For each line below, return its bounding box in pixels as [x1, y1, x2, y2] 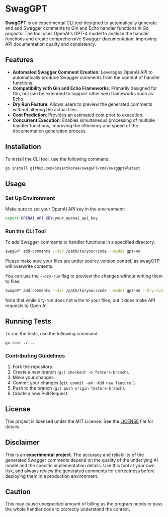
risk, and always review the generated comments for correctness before [5, 468, 155, 474]
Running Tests [5, 317, 51, 326]
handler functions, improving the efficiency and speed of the [12, 122, 138, 128]
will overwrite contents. [5, 263, 54, 269]
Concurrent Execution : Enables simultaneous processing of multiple [12, 117, 155, 123]
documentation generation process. [12, 128, 87, 134]
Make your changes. [12, 375, 55, 381]
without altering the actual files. [12, 106, 78, 112]
